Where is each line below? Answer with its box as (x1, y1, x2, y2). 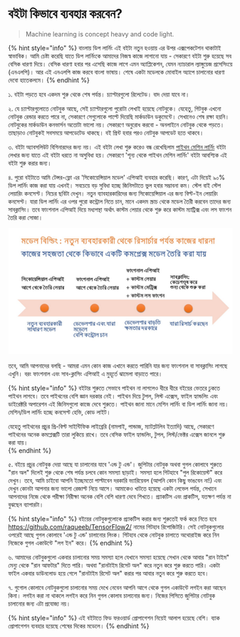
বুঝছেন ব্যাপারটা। (8, 501, 44, 509)
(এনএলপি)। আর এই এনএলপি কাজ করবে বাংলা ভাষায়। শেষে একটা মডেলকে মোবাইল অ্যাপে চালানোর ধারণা (8, 67, 225, 76)
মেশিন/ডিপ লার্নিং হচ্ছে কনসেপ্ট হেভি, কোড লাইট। (8, 408, 111, 416)
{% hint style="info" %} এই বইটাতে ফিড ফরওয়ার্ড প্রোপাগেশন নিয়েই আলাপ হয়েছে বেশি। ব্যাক (8, 613, 220, 623)
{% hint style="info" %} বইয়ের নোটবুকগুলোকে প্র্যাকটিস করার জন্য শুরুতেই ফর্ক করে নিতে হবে (8, 515, 216, 523)
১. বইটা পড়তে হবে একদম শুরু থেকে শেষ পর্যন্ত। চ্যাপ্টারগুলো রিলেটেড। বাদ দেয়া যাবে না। (8, 90, 190, 99)
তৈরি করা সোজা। (8, 213, 43, 221)
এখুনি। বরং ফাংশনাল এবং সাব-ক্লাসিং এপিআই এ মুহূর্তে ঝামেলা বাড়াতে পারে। (8, 370, 163, 378)
